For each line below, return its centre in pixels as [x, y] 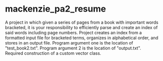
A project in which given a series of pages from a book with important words [82, 22]
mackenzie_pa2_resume [55, 9]
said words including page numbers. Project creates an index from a [73, 32]
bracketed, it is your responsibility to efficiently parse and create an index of [81, 27]
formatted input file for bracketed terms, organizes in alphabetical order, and [82, 38]
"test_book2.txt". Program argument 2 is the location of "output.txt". [73, 48]
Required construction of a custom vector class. [53, 53]
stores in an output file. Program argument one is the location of [69, 43]
